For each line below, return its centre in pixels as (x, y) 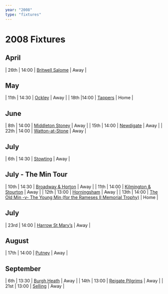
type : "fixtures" (23, 15)
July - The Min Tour (36, 174)
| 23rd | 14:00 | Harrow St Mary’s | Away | (48, 225)
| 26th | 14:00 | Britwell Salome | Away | (46, 70)
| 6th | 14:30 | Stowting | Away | (38, 159)
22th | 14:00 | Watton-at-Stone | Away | (46, 131)
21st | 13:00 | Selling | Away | (35, 286)
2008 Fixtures (35, 39)
